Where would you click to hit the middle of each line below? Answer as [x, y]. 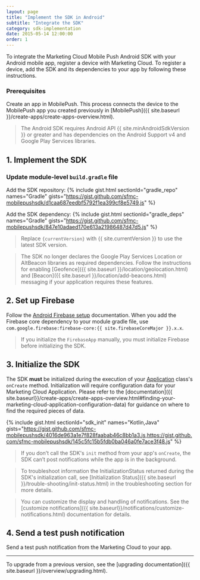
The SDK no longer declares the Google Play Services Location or [101, 256]
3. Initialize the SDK [43, 364]
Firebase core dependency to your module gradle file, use [77, 321]
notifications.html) [43, 514]
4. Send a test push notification [65, 533]
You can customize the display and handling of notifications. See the [105, 501]
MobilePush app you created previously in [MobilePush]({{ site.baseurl [93, 111]
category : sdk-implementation [44, 28]
